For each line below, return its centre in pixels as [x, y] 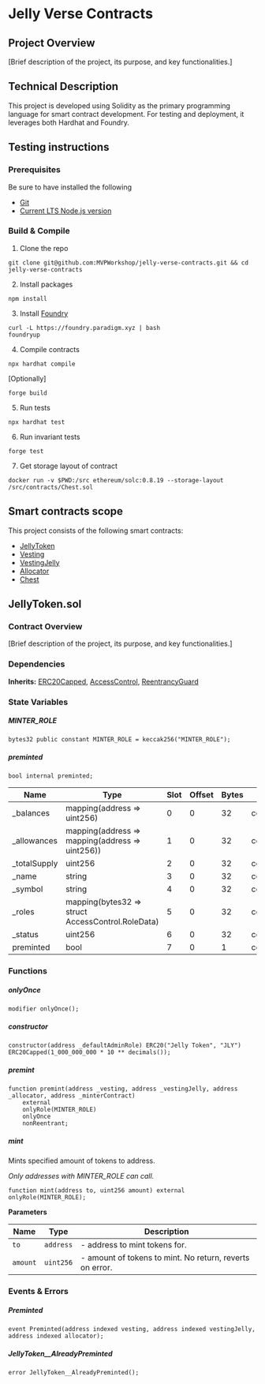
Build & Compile [39, 231]
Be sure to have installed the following [70, 187]
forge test [26, 451]
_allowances [35, 841]
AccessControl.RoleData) [112, 922]
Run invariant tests [50, 437]
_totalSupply [35, 864]
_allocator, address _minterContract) [72, 1096]
